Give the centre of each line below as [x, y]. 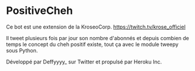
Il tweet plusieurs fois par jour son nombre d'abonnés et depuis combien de [97, 38]
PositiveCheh [40, 11]
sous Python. [22, 50]
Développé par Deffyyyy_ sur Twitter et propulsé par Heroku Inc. [84, 62]
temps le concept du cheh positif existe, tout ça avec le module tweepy [93, 44]
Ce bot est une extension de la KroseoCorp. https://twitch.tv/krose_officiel [96, 27]
